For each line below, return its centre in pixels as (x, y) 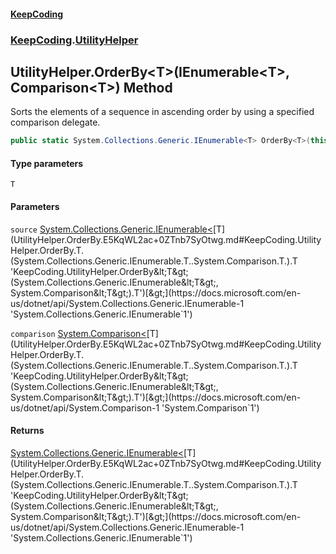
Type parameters (47, 163)
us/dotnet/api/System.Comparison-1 (85, 407)
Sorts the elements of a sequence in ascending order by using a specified (162, 112)
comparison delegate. (55, 122)
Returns (27, 431)
